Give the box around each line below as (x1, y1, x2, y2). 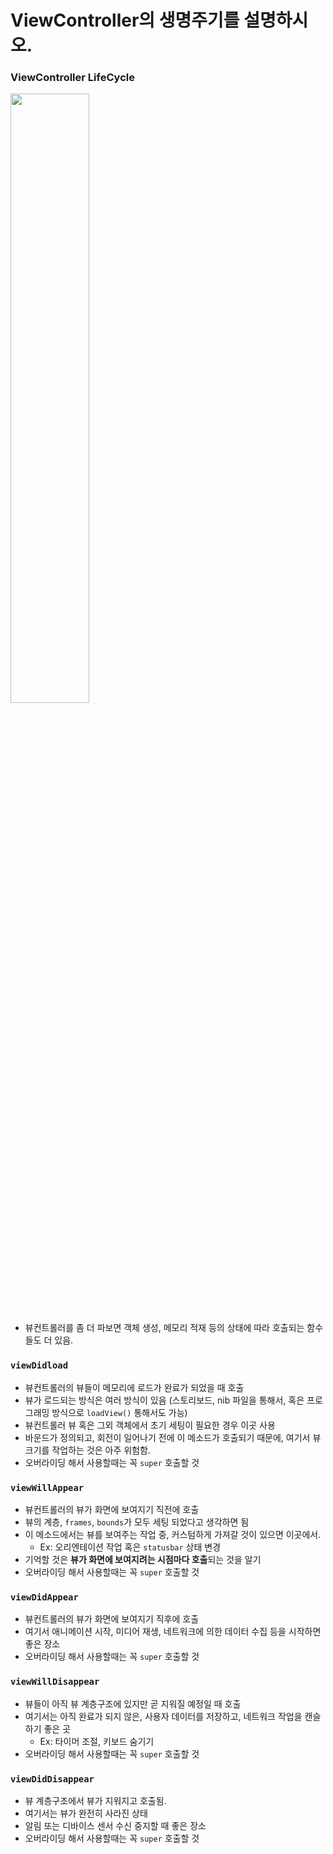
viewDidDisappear (10, 1773, 95, 1785)
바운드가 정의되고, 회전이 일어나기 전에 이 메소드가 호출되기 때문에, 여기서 (24, 1431, 311, 1443)
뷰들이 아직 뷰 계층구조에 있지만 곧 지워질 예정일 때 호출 (24, 1697, 242, 1710)
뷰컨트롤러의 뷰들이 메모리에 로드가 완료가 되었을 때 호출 (24, 1381, 245, 1393)
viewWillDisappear (10, 1676, 100, 1688)
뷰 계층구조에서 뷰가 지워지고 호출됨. (24, 1794, 167, 1806)
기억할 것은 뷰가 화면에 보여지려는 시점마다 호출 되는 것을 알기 (24, 1554, 262, 1566)
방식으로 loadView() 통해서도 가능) (51, 1406, 188, 1418)
